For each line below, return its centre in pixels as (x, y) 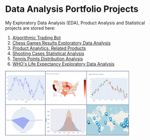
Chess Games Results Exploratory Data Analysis (61, 43)
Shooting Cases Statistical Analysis (48, 53)
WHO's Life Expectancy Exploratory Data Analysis (63, 64)
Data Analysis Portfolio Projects (72, 9)
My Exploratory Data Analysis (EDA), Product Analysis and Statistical (75, 23)
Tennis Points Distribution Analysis (48, 58)
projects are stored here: (30, 28)
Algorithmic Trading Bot (36, 38)
